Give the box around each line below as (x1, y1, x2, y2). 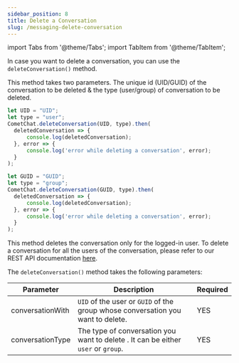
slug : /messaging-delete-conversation (7, 23, 122, 31)
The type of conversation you (77, 326, 176, 336)
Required (196, 285, 228, 295)
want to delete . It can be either (77, 335, 181, 345)
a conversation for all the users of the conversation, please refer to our (7, 246, 215, 255)
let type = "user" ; (7, 114, 65, 121)
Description (113, 285, 154, 295)
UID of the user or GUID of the (77, 297, 174, 307)
